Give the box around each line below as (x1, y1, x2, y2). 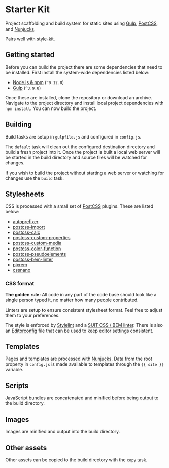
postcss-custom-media (12, 240, 62, 246)
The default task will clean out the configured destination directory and (5, 144, 155, 150)
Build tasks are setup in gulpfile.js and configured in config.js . (5, 133, 142, 140)
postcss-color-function (12, 245, 61, 252)
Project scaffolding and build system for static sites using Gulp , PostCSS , (5, 20, 158, 26)
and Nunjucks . (5, 25, 36, 32)
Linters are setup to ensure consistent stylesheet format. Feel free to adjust (5, 307, 163, 313)
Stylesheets (5, 189, 44, 198)
